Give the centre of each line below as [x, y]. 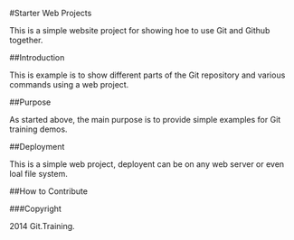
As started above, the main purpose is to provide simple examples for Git [145, 120]
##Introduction [37, 57]
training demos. [38, 129]
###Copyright [35, 208]
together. [26, 40]
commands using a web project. [69, 84]
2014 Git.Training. [42, 226]
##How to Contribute [49, 191]
